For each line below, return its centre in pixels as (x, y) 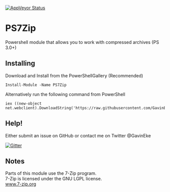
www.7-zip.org (21, 184)
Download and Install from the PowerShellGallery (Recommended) (74, 75)
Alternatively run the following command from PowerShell (65, 94)
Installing (20, 63)
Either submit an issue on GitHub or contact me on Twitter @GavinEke (78, 135)
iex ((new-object (24, 104)
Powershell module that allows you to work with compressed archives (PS (82, 42)
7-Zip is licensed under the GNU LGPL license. (54, 179)
